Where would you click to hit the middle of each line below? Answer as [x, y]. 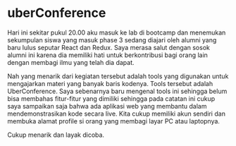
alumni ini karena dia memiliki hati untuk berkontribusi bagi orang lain [107, 55]
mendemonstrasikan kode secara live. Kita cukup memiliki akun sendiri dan [116, 114]
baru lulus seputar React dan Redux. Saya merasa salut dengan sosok [108, 47]
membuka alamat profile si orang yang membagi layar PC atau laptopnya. [114, 121]
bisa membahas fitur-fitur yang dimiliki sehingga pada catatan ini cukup [111, 98]
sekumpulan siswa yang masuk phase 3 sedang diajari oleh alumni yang [112, 39]
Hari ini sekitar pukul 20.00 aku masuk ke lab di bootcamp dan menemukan [117, 32]
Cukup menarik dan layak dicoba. [56, 135]
